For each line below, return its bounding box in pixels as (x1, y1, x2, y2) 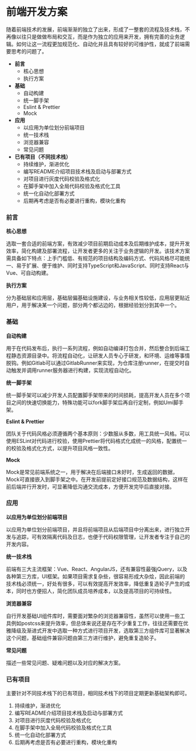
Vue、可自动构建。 (6, 269, 52, 276)
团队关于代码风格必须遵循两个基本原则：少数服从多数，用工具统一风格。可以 (6, 430, 190, 437)
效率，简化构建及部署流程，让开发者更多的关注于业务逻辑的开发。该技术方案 (6, 247, 190, 255)
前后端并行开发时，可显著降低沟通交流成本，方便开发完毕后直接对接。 (6, 483, 175, 490)
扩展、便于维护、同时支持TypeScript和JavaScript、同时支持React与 (26, 262, 190, 269)
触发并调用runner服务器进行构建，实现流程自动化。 (10, 367, 135, 374)
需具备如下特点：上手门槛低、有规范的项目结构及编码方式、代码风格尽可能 (6, 255, 185, 262)
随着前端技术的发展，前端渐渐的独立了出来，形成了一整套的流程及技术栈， (6, 26, 185, 33)
